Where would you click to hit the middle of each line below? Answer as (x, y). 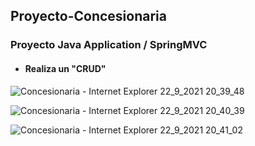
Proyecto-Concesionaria (88, 16)
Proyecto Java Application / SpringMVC (109, 45)
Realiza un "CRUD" (65, 68)
